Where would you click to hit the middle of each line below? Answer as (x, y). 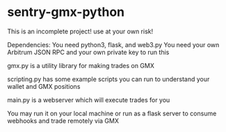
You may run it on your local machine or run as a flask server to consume (112, 113)
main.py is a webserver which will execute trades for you (89, 100)
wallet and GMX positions (44, 86)
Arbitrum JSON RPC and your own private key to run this (88, 52)
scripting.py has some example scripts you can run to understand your (108, 79)
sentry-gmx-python (66, 12)
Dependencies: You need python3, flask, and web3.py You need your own (113, 44)
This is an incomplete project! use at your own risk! (80, 31)
